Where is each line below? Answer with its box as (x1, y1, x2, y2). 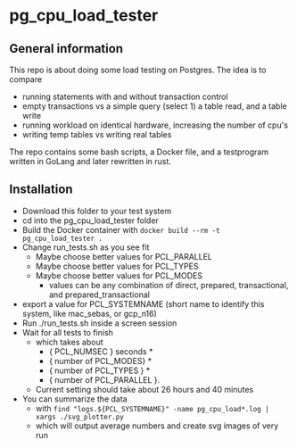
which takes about (35, 336, 103, 347)
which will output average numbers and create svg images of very (35, 420, 279, 431)
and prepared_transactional (48, 289, 150, 300)
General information (9, 41, 123, 56)
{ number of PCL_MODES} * (48, 355, 153, 366)
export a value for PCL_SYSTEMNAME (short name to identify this (21, 298, 265, 309)
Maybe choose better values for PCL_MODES (35, 270, 203, 281)
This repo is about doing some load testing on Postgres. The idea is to (9, 64, 267, 75)
